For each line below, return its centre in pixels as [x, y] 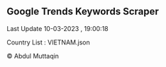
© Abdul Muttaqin [33, 56]
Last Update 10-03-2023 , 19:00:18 [57, 28]
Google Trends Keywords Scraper [83, 12]
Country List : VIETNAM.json [48, 42]
